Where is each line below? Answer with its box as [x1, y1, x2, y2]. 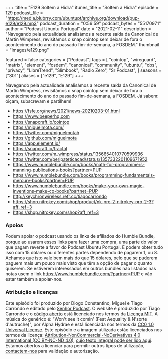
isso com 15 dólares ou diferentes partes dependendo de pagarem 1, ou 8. [5, 250, 159, 256]
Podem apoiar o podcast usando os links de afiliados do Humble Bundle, [5, 233, 155, 240]
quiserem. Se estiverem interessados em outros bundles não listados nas [5, 266, 156, 272]
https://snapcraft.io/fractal [12, 146, 67, 151]
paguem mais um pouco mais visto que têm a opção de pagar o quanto [5, 260, 152, 266]
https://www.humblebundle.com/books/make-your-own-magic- [12, 183, 145, 189]
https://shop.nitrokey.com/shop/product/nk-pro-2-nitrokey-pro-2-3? [12, 199, 154, 205]
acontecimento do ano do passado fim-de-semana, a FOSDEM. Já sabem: [5, 93, 159, 99]
